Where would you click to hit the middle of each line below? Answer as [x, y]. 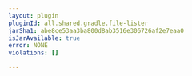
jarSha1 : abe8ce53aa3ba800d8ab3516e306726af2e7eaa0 [96, 30]
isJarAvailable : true [44, 38]
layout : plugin [34, 16]
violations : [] [34, 53]
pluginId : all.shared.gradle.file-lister [78, 23]
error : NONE [28, 46]
